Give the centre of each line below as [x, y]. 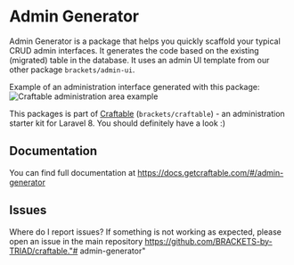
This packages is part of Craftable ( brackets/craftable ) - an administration [147, 113]
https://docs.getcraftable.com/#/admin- [211, 172]
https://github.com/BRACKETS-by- [209, 241]
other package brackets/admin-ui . [72, 70]
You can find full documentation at [73, 172]
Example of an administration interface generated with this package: [135, 87]
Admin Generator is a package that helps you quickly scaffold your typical [145, 41]
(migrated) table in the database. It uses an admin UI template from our [139, 60]
